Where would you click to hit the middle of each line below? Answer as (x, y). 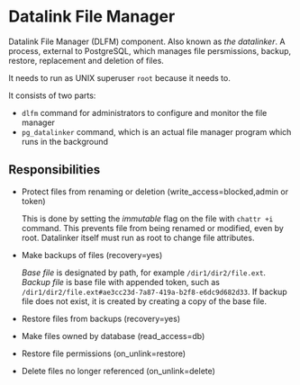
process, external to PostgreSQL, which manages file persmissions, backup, (150, 50)
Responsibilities (55, 170)
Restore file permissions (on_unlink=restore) (104, 354)
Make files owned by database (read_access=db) (113, 336)
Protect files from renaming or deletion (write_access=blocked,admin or (155, 192)
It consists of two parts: (52, 95)
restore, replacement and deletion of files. (86, 60)
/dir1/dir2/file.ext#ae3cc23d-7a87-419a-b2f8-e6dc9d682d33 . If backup (154, 291)
